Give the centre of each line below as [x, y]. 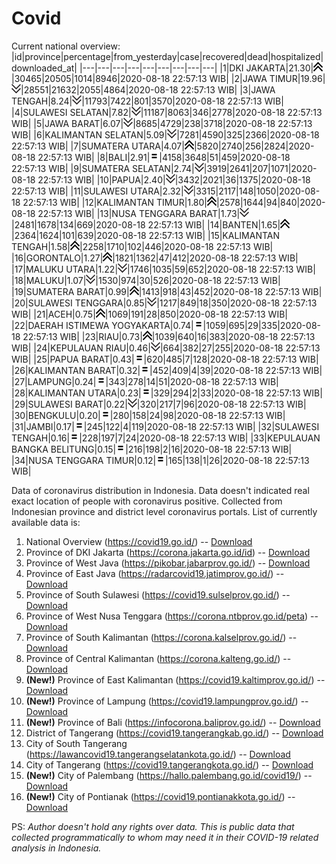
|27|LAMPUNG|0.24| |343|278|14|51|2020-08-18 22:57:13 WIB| [145, 381]
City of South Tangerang [76, 743]
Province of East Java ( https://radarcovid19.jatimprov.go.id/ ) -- [155, 573]
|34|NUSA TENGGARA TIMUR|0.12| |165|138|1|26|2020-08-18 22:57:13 [160, 460]
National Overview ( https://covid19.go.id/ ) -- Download [139, 541]
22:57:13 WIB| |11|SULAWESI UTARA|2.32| [97, 191]
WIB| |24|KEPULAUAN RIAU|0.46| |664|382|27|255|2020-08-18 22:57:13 [166, 348]
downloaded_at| [44, 68]
